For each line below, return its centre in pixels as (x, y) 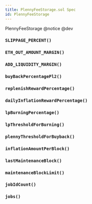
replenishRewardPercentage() (40, 89)
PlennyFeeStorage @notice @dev (39, 28)
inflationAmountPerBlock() (37, 148)
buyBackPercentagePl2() (34, 77)
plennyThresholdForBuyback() (40, 137)
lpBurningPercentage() (32, 112)
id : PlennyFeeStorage (27, 14)
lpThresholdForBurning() (35, 124)
